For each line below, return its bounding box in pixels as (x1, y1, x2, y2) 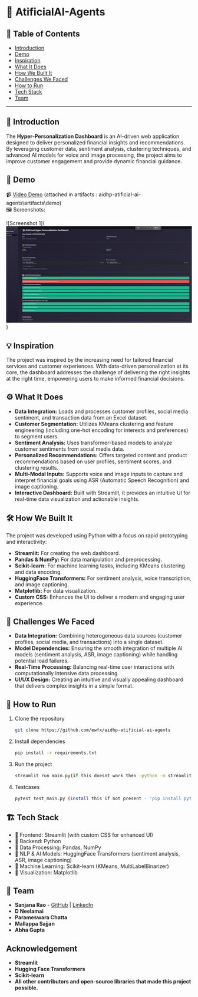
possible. (14, 984, 38, 992)
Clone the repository (14, 715, 65, 722)
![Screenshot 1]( (6, 219, 45, 226)
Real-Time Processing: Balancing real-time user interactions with (14, 663, 174, 671)
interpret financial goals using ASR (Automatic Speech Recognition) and (14, 477, 190, 484)
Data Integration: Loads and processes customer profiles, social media (14, 408, 189, 415)
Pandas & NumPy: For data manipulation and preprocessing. (14, 556, 162, 563)
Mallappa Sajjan (14, 920, 55, 927)
